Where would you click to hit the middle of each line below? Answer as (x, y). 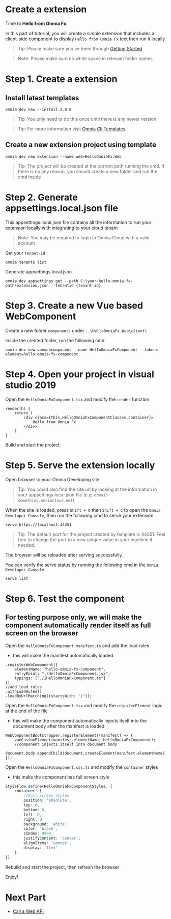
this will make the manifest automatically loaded (63, 655)
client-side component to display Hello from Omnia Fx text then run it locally (85, 39)
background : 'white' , (47, 824)
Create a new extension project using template (81, 145)
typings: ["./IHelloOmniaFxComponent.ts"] (60, 678)
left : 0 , (33, 815)
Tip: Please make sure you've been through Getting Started (80, 48)
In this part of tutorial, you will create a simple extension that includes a (80, 33)
